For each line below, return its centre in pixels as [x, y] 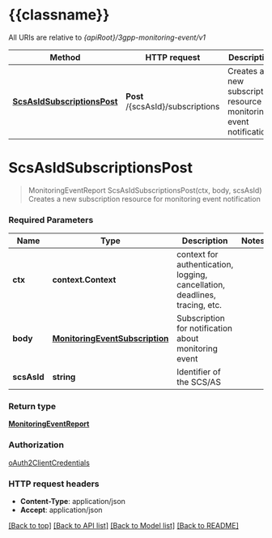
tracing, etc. [200, 305]
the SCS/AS [199, 382]
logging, [192, 275]
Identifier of [199, 372]
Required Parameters [51, 220]
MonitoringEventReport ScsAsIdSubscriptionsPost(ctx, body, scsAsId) [145, 190]
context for [198, 254]
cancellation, [201, 285]
